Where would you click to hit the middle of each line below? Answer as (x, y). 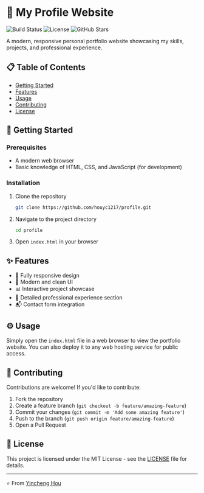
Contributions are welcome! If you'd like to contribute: (73, 387)
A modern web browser (45, 161)
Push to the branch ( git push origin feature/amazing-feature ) (94, 418)
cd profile (29, 230)
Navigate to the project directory (56, 219)
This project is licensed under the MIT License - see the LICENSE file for (97, 458)
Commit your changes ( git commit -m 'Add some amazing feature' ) (100, 412)
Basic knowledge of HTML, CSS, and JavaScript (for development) (98, 167)
